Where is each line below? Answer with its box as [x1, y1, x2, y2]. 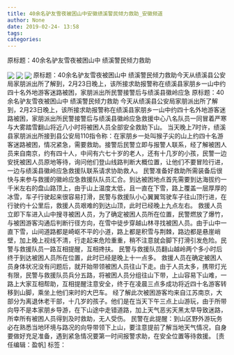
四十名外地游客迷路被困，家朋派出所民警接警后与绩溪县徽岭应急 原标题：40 [7, 88, 224, 97]
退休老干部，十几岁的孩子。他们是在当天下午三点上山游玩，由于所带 [31, 297, 227, 306]
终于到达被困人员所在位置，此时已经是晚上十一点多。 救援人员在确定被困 [7, 253, 217, 262]
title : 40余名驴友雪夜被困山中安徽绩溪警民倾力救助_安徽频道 [7, 10, 163, 17]
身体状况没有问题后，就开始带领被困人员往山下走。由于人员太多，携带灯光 [13, 262, 227, 271]
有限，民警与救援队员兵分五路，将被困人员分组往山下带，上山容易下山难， [7, 271, 221, 279]
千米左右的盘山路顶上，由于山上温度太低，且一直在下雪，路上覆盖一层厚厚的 [7, 184, 227, 192]
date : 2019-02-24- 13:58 [7, 23, 79, 30]
